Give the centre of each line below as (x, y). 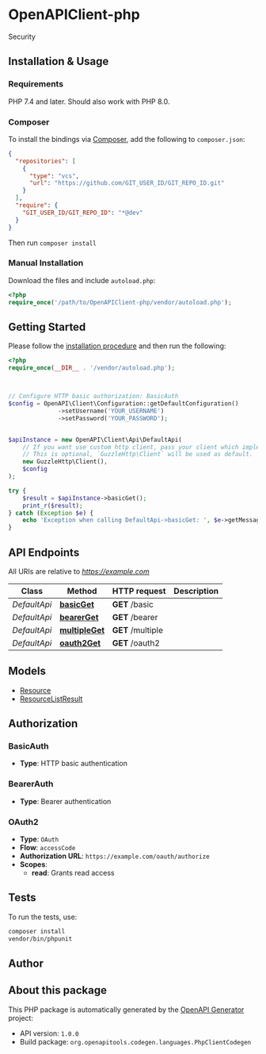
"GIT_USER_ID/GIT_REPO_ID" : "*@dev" (83, 213)
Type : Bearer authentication (65, 801)
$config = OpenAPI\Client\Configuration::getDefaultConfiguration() (123, 404)
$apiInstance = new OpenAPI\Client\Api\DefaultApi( (95, 439)
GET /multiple (138, 630)
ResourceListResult (51, 699)
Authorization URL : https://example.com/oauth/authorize (114, 856)
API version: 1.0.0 (49, 1033)
